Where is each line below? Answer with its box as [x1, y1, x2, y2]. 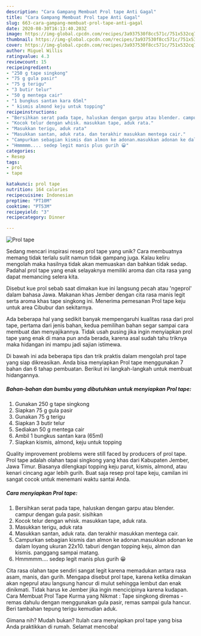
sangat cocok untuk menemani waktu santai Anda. [6, 476, 131, 483]
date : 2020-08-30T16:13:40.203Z [6, 25, 87, 32]
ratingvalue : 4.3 [6, 53, 50, 59]
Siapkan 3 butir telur [14, 420, 65, 427]
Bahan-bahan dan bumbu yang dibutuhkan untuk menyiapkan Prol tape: [6, 385, 191, 392]
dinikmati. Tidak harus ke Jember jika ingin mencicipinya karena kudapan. [6, 586, 188, 593]
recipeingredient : [6, 64, 52, 71]
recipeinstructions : [6, 109, 58, 115]
